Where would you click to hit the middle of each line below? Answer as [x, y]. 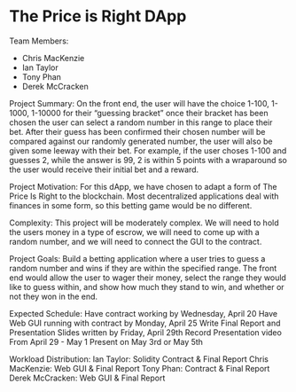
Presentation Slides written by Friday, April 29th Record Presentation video [145, 332]
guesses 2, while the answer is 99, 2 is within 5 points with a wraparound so [148, 160]
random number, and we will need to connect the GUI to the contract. [136, 241]
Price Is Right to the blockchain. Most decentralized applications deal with [144, 196]
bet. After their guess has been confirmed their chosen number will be [137, 131]
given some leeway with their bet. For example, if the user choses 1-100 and [148, 150]
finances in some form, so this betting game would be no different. [131, 205]
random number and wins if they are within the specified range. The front [143, 268]
